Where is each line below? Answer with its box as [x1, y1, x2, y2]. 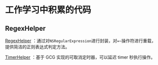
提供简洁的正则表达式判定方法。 [5, 44, 70, 49]
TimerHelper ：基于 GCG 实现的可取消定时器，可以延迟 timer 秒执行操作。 [5, 54, 156, 60]
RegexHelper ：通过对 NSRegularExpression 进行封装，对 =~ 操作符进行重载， [5, 38, 156, 43]
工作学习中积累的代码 [5, 4, 92, 16]
